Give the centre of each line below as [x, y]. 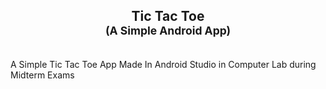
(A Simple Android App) [168, 31]
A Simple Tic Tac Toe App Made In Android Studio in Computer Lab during [163, 64]
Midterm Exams [42, 75]
